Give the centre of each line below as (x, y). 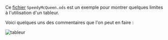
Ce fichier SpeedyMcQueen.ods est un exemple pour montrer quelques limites (84, 7)
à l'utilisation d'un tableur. (32, 13)
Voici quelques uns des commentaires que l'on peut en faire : (69, 23)
